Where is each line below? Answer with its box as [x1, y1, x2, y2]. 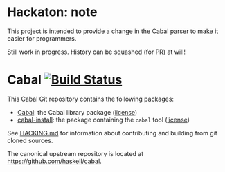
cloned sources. [7, 136, 53, 144]
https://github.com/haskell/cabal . [7, 157, 102, 165]
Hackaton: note [7, 4, 98, 20]
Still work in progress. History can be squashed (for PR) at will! [7, 48, 186, 56]
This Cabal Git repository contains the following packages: [7, 95, 174, 103]
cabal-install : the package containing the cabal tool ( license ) [17, 115, 190, 124]
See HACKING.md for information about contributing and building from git [7, 128, 218, 137]
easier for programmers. [7, 34, 77, 42]
